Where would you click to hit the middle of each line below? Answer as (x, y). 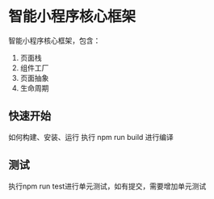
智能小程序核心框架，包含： (55, 40)
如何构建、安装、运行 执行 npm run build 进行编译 (91, 137)
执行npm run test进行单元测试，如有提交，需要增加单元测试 (107, 186)
